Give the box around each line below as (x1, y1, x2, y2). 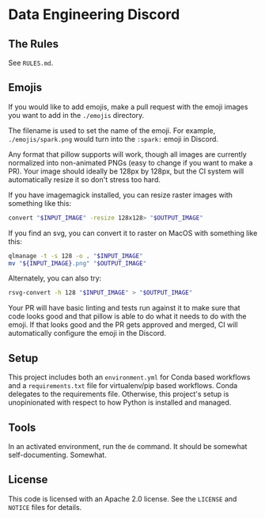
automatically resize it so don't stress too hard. (8, 174, 161, 184)
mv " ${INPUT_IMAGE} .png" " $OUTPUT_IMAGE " (8, 259, 147, 267)
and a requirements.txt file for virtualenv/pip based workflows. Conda (8, 381, 238, 390)
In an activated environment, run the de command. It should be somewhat (8, 441, 248, 451)
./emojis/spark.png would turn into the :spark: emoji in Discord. (8, 134, 219, 143)
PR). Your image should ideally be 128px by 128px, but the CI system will (8, 166, 244, 176)
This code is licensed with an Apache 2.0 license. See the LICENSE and (8, 493, 237, 504)
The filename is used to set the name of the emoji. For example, (8, 125, 216, 135)
